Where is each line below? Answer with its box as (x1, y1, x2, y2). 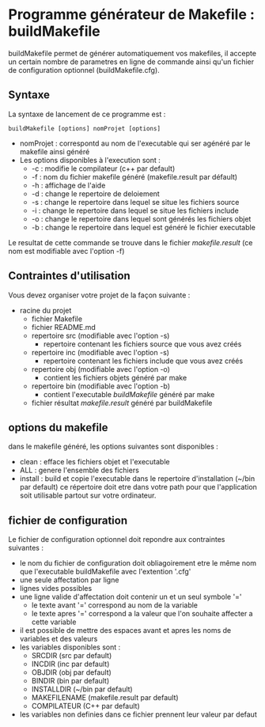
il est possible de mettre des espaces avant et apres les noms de (19, 626, 232, 635)
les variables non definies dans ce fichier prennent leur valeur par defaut (19, 710, 257, 719)
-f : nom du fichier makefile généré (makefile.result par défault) (31, 172, 238, 181)
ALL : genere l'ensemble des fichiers (19, 465, 140, 475)
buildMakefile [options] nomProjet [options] (8, 124, 161, 132)
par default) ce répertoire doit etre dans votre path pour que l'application (19, 483, 257, 492)
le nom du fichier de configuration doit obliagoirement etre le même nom (19, 559, 257, 568)
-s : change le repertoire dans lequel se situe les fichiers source (31, 197, 240, 206)
